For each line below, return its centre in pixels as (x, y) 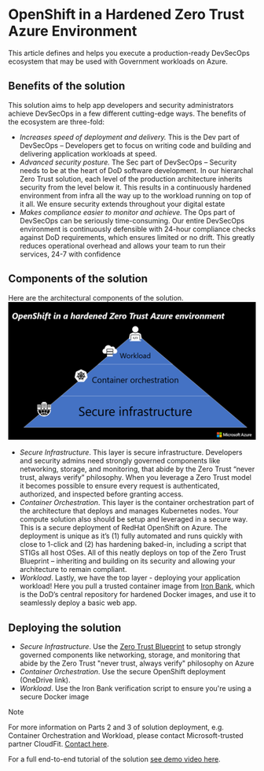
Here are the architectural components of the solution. (96, 297)
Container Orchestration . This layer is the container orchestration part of (137, 503)
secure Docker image (54, 696)
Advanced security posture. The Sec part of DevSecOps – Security (128, 162)
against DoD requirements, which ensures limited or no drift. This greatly (137, 237)
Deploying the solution (65, 627)
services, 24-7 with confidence (70, 254)
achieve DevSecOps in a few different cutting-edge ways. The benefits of (127, 113)
